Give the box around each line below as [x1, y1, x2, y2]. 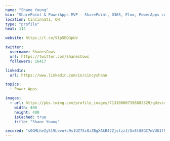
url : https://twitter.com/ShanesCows [10, 54, 90, 59]
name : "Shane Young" [5, 7, 49, 13]
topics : [5, 82, 22, 87]
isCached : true [14, 115, 47, 120]
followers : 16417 [10, 59, 47, 64]
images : [5, 96, 22, 101]
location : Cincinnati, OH [5, 17, 60, 22]
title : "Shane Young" [14, 119, 60, 124]
